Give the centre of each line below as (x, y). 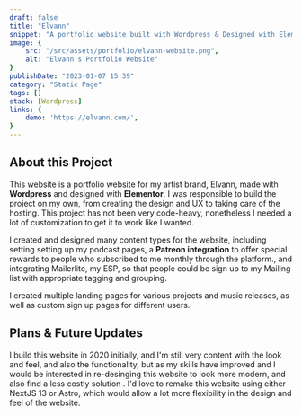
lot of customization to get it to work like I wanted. (102, 222)
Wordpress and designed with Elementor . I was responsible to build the (143, 193)
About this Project (61, 163)
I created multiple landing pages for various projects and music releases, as (150, 295)
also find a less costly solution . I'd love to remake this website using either (147, 384)
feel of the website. (45, 402)
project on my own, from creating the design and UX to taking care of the (145, 203)
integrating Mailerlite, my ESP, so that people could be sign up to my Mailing (150, 268)
